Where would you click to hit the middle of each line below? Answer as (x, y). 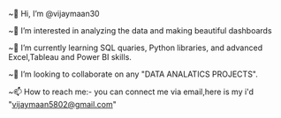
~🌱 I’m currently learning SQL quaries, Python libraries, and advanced (135, 48)
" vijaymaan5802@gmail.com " (62, 104)
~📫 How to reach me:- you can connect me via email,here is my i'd (131, 92)
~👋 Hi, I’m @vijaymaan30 (54, 14)
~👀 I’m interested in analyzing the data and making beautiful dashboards (140, 30)
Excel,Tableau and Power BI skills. (70, 57)
